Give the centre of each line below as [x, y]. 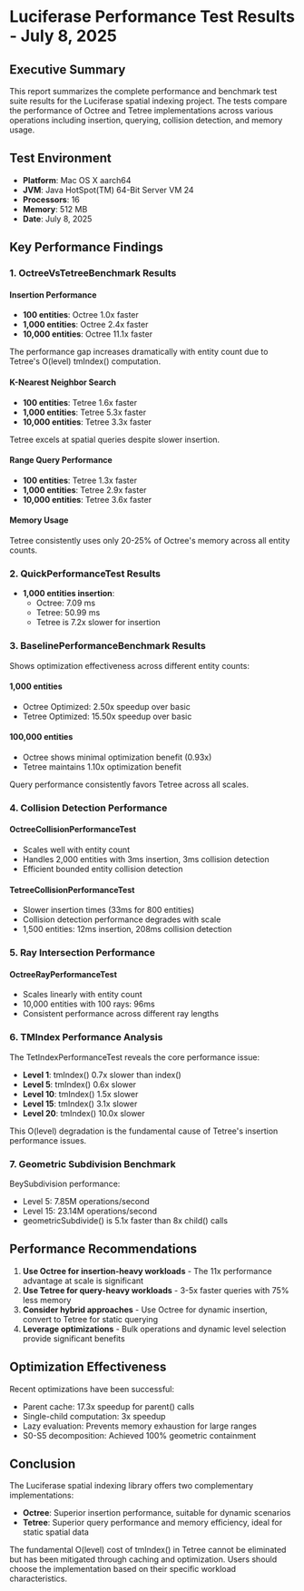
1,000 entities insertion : [69, 594]
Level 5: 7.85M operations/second [86, 1201]
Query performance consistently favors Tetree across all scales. [129, 784]
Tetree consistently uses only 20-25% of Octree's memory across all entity [150, 540]
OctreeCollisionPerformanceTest [73, 830]
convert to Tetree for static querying [90, 1319]
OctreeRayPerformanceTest [64, 974]
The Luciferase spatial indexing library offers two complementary [132, 1486]
